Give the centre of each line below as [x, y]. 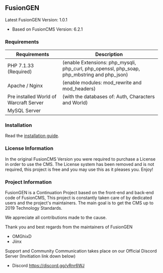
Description [109, 55]
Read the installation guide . [32, 136]
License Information [29, 148]
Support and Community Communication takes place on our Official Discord [81, 251]
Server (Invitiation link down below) [41, 256]
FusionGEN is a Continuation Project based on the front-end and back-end [80, 192]
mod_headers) [79, 89]
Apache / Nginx [25, 86]
